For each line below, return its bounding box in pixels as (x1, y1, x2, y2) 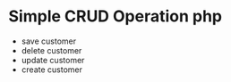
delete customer (21, 45, 82, 55)
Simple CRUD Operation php (8, 6, 223, 27)
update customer (21, 54, 85, 65)
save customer (21, 36, 77, 46)
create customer (21, 64, 82, 75)
